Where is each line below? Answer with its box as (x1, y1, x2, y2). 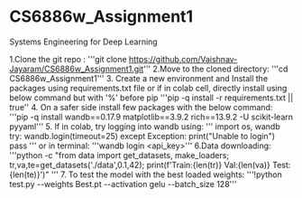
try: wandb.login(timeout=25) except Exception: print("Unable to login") (9, 130, 276, 141)
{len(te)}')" (9, 169, 50, 180)
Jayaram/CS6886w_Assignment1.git (9, 63, 144, 74)
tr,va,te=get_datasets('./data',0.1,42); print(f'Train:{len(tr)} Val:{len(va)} (9, 159, 270, 170)
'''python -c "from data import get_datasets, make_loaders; (9, 149, 230, 160)
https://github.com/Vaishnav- (129, 53, 238, 64)
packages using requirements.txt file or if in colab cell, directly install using (9, 82, 288, 93)
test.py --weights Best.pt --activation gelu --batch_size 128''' (9, 178, 237, 189)
